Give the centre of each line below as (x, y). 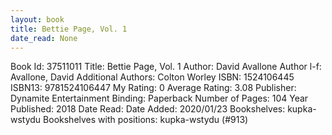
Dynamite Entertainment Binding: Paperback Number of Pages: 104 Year (159, 98)
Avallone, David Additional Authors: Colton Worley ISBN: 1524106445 (152, 77)
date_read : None (44, 38)
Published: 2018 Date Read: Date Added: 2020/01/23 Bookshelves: (148, 109)
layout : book (37, 19)
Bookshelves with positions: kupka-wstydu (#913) (146, 120)
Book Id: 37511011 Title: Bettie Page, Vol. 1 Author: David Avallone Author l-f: (166, 67)
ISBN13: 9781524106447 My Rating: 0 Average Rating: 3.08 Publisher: (153, 88)
